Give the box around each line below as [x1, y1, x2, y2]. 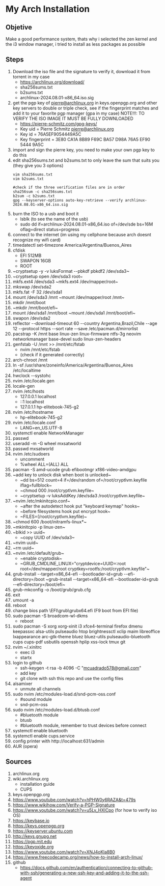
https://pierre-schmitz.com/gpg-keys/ [20, 120, 97, 126]
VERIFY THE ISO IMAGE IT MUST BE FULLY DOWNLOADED [12, 115, 134, 121]
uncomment [20, 456, 45, 462]
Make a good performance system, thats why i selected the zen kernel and [5, 36, 157, 42]
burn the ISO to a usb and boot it [12, 210, 79, 217]
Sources [5, 758, 32, 766]
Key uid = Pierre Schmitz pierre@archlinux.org [20, 126, 114, 132]
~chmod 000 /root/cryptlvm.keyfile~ [20, 487, 95, 493]
